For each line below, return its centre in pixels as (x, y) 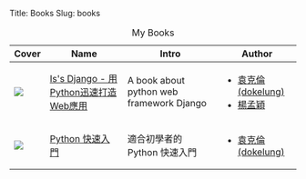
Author (257, 54)
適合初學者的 (155, 139)
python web (153, 92)
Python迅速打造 (83, 92)
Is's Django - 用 (84, 79)
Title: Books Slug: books (55, 13)
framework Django (167, 103)
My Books (153, 33)
